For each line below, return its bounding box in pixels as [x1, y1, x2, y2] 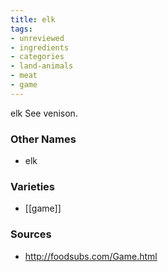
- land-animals [10, 61, 74, 71]
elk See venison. [10, 107, 78, 119]
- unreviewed [10, 33, 65, 43]
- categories [10, 52, 65, 62]
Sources [10, 227, 52, 241]
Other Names [10, 132, 77, 146]
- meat [10, 71, 38, 81]
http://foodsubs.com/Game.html [24, 250, 158, 262]
